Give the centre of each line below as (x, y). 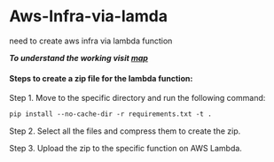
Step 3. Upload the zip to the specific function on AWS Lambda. (125, 149)
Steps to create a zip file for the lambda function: (101, 78)
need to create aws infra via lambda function (91, 41)
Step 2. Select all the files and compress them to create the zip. (125, 131)
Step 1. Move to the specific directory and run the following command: (137, 98)
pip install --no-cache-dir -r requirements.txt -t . (111, 114)
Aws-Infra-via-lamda (89, 16)
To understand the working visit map (79, 58)
